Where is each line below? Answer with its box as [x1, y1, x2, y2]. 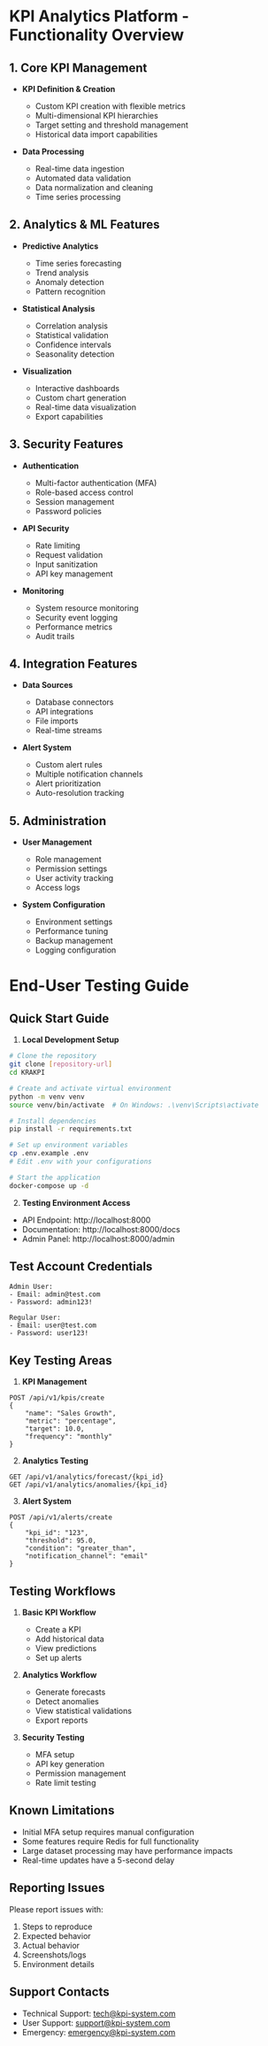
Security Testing [21, 1733, 85, 1743]
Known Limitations [9, 1803, 115, 1818]
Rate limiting [34, 540, 81, 551]
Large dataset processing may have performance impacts [21, 1845, 234, 1856]
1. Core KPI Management [9, 60, 148, 75]
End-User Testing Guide [9, 976, 189, 996]
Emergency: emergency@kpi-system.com [21, 2027, 176, 2037]
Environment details [21, 1958, 95, 1969]
